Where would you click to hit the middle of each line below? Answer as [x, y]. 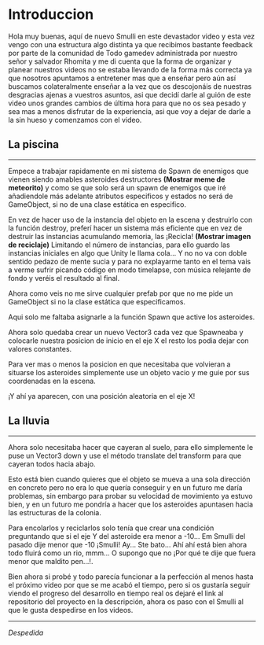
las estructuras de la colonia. [55, 512]
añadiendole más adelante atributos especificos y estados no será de [121, 196]
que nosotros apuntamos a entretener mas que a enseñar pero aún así [122, 78]
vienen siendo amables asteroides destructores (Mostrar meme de [117, 179]
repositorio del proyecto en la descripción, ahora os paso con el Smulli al [126, 601]
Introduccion [51, 15]
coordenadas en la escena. [52, 381]
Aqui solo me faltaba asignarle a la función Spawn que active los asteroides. [132, 317]
